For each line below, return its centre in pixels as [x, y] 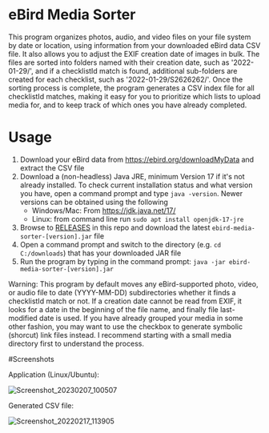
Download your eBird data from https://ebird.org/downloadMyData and [137, 159]
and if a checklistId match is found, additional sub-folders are [136, 70]
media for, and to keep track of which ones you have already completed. [128, 105]
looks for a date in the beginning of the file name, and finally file [113, 309]
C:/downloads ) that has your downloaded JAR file [100, 253]
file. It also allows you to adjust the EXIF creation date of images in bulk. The [134, 54]
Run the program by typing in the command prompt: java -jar [122, 261]
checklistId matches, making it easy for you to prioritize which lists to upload [134, 96]
